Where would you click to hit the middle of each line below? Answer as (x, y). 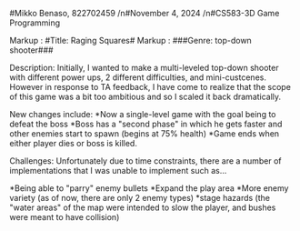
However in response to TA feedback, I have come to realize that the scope (150, 87)
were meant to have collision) (65, 217)
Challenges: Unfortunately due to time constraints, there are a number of (145, 161)
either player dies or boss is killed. (74, 143)
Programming (35, 23)
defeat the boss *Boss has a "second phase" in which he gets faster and (146, 124)
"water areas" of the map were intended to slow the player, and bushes (143, 207)
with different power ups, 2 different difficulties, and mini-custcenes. (138, 77)
